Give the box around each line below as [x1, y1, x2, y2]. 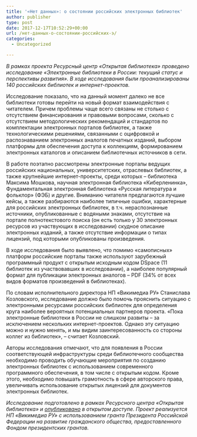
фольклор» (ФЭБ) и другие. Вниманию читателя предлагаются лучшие [6, 191, 185, 199]
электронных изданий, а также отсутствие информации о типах [6, 228, 167, 236]
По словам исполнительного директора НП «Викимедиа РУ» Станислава [6, 289, 191, 296]
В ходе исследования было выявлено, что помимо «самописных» [6, 246, 172, 253]
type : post [6, 19, 33, 25]
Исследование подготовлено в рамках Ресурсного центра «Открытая [6, 399, 184, 406]
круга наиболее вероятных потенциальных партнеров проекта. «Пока [6, 308, 183, 315]
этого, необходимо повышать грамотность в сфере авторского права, [6, 375, 184, 382]
